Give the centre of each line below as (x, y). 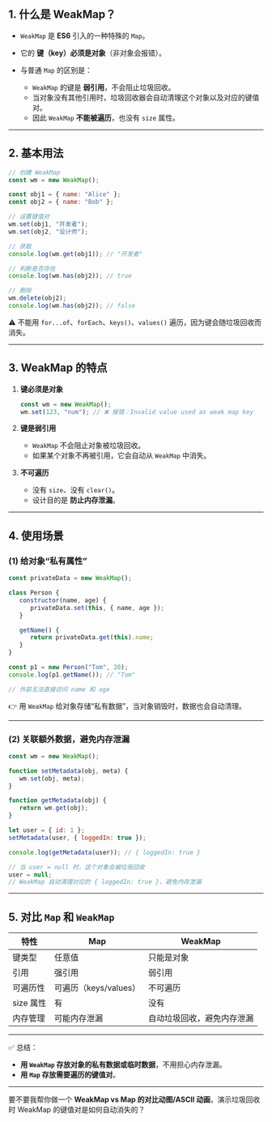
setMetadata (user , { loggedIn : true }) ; (78, 838)
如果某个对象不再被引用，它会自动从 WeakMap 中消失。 (121, 455)
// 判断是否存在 (32, 269)
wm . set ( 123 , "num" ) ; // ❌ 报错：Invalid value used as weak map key (136, 412)
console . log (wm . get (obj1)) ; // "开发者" (76, 254)
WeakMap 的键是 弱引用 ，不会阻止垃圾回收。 (104, 87)
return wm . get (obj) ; (54, 808)
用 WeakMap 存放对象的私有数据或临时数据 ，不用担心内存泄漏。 (123, 1064)
